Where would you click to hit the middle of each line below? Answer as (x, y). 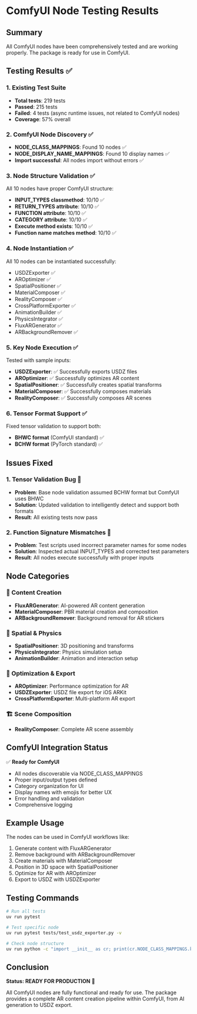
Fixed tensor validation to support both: (54, 426)
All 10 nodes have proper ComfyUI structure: (60, 189)
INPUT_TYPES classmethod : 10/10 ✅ (60, 200)
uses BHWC (29, 499)
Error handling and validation (50, 798)
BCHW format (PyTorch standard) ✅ (59, 444)
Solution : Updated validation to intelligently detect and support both (97, 504)
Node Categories (38, 576)
